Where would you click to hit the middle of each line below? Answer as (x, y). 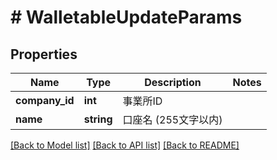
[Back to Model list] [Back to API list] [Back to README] (125, 145)
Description (173, 82)
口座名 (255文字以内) (172, 119)
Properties (44, 54)
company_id (45, 100)
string (98, 119)
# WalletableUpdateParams (126, 17)
